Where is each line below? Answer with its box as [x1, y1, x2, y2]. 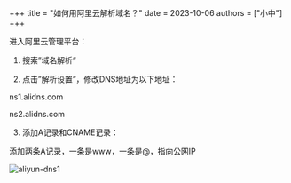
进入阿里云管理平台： [9, 36, 87, 46]
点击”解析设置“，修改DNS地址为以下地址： [21, 74, 178, 84]
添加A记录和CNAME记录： [21, 127, 119, 138]
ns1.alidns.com [9, 91, 64, 102]
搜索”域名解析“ [21, 55, 77, 65]
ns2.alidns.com [9, 109, 65, 119]
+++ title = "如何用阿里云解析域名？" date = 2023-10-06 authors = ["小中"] [9, 8, 282, 18]
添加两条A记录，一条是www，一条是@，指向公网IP [9, 146, 197, 156]
